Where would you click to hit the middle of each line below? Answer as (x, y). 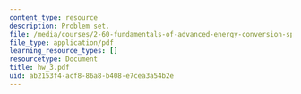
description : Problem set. (60, 26)
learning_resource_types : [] (64, 51)
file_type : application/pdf (62, 43)
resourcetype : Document (54, 59)
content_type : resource (54, 17)
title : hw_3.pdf (39, 68)
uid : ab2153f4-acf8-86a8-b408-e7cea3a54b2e (92, 76)
